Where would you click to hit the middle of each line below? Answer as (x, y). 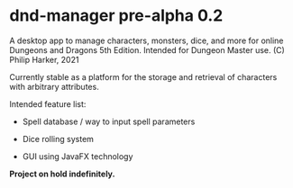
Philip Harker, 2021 (44, 59)
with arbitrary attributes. (54, 86)
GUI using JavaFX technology (78, 156)
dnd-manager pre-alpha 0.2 (116, 16)
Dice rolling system (58, 139)
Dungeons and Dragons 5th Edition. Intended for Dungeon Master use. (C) (147, 49)
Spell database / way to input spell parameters (109, 121)
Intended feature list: (48, 103)
